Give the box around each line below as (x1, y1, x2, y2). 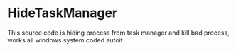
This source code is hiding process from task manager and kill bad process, (7, 28, 230, 37)
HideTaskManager (7, 5, 118, 21)
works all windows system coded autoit (7, 35, 123, 44)
